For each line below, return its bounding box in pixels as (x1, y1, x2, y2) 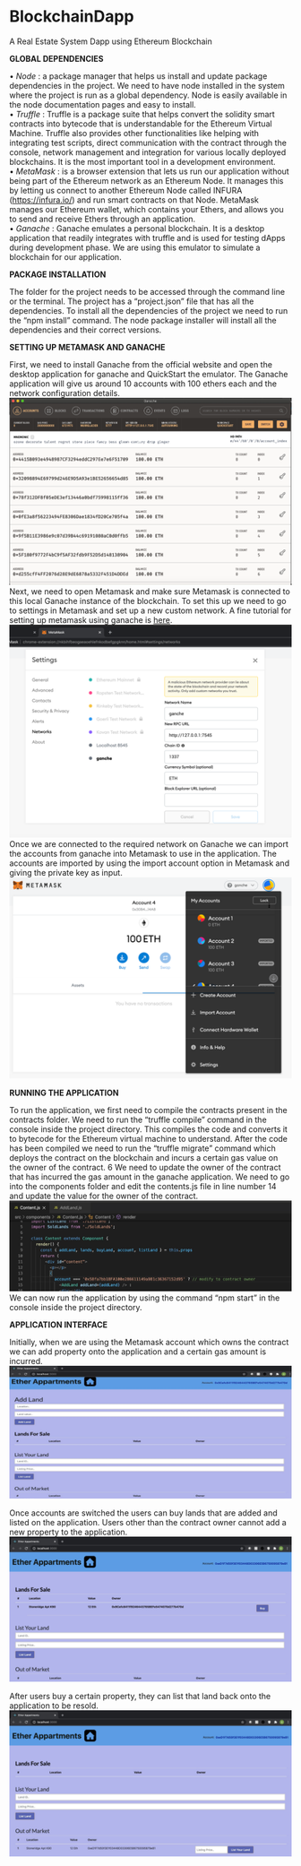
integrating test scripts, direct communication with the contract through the (9, 137, 287, 148)
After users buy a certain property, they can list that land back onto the (9, 1691, 271, 1702)
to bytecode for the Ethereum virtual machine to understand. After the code (9, 1134, 288, 1145)
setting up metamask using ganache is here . (9, 614, 173, 625)
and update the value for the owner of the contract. (9, 1190, 199, 1202)
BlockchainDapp (9, 6, 134, 27)
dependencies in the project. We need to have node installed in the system (9, 80, 285, 91)
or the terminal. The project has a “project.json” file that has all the (9, 296, 254, 307)
